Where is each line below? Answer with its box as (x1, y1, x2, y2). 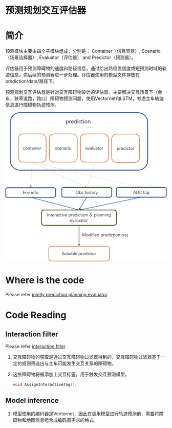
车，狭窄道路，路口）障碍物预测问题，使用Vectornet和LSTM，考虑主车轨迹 (5, 95, 164, 101)
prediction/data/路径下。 (5, 78, 57, 85)
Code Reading (5, 310, 67, 321)
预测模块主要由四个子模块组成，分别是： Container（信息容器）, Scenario (5, 48, 161, 54)
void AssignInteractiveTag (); (12, 382, 78, 388)
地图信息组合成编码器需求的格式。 (26, 417, 98, 423)
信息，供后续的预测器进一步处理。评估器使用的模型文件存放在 (9, 72, 140, 78)
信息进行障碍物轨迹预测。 (5, 102, 59, 108)
